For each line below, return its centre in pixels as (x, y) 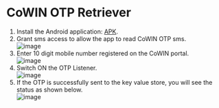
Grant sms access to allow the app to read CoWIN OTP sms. (101, 38)
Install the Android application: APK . (67, 31)
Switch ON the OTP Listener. (57, 68)
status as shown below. (49, 90)
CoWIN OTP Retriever (69, 13)
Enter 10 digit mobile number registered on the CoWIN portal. (103, 53)
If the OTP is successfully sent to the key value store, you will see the (114, 82)
